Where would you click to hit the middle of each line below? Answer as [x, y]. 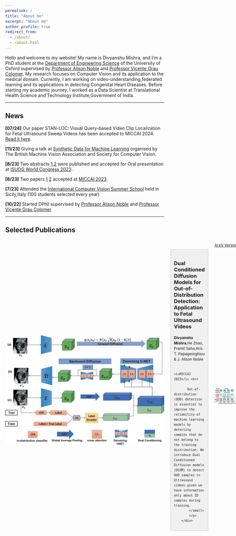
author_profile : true [28, 27]
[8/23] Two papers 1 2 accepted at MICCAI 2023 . [56, 179]
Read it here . [18, 139]
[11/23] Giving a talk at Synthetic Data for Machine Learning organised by [81, 149]
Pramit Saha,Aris [188, 349]
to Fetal [183, 314]
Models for [187, 282]
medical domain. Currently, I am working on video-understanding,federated [84, 79]
